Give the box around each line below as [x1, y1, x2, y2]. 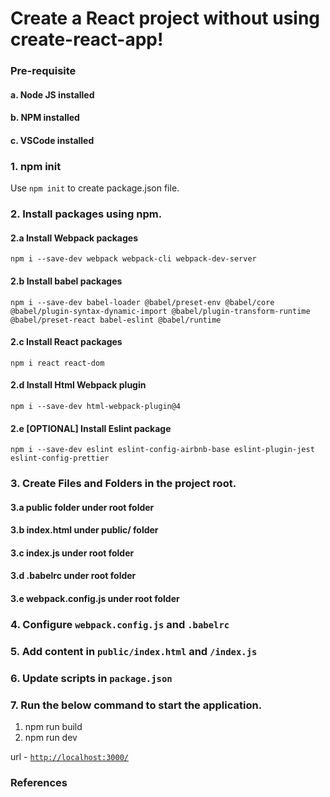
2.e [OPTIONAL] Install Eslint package [10, 422, 172, 434]
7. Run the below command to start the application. [10, 698, 263, 712]
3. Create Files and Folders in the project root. [10, 477, 237, 491]
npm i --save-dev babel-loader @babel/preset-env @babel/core [10, 297, 275, 307]
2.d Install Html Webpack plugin [10, 379, 147, 391]
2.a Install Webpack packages [10, 232, 139, 244]
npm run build [24, 721, 83, 733]
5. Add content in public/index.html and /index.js [10, 644, 258, 658]
